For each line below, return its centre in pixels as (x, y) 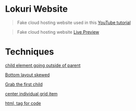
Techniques (30, 52)
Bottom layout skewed (27, 75)
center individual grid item (31, 93)
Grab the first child (24, 84)
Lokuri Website (36, 9)
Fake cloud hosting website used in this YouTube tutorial (74, 22)
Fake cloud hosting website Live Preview (58, 32)
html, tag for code (23, 103)
